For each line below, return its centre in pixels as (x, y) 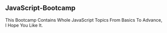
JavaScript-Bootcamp (40, 8)
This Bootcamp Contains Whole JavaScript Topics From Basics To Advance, (84, 20)
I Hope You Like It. (24, 25)
